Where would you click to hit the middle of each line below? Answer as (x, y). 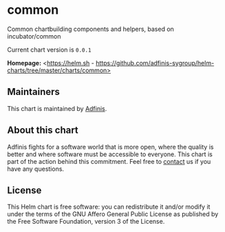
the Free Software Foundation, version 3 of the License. (86, 222)
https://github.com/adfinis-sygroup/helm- (155, 63)
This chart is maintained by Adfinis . (57, 108)
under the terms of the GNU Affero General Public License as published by (113, 214)
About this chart (43, 130)
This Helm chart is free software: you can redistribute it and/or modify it (109, 207)
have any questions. (35, 169)
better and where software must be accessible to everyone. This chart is (110, 154)
